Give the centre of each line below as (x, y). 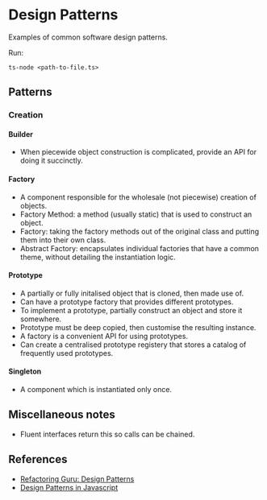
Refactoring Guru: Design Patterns (77, 479)
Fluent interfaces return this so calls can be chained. (107, 434)
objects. (33, 205)
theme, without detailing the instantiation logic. (98, 257)
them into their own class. (63, 240)
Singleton (25, 371)
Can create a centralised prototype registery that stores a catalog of (133, 345)
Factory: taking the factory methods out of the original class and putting (140, 231)
